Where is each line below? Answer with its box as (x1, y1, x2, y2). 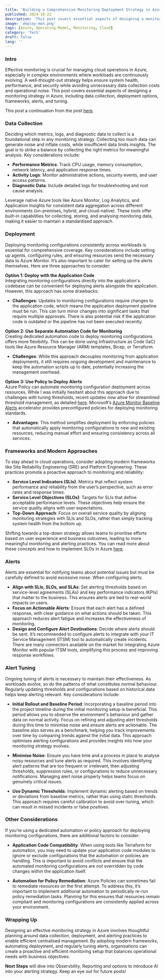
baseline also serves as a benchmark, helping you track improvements (12, 727, 155, 733)
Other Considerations (5, 816, 58, 823)
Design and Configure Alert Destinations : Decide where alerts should (12, 626, 155, 632)
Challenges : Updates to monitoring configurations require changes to (12, 298, 154, 304)
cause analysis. (12, 188, 44, 194)
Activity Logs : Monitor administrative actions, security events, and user (12, 172, 158, 178)
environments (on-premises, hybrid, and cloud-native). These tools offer (5, 208, 152, 214)
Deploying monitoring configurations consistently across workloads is (5, 242, 146, 248)
